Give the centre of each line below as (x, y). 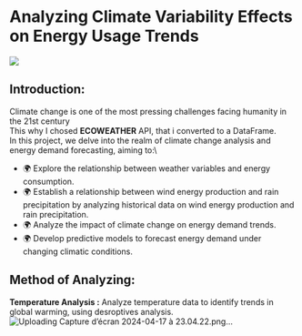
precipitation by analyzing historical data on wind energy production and (158, 204)
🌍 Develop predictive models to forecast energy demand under (142, 238)
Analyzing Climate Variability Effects (151, 17)
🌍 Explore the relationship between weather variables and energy (146, 168)
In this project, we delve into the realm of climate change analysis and (140, 140)
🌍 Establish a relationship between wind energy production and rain (151, 191)
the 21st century (40, 121)
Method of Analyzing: (72, 280)
